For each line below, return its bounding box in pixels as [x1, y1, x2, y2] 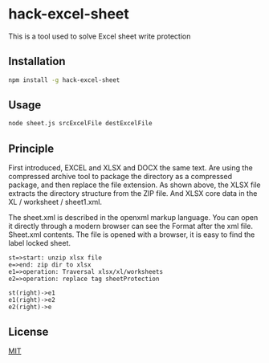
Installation [8, 55, 66, 68]
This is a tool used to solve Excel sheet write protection [8, 31, 191, 41]
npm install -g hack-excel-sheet [8, 75, 120, 84]
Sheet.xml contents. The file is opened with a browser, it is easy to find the [8, 230, 255, 239]
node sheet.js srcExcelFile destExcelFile [8, 120, 153, 128]
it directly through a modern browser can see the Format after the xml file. [8, 222, 253, 231]
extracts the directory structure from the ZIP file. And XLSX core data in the [8, 189, 258, 198]
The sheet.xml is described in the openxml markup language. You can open [8, 213, 259, 222]
